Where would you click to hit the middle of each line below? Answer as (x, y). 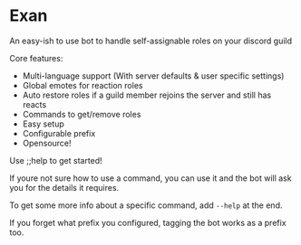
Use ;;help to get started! (56, 160)
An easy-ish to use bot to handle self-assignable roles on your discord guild (151, 41)
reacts (34, 104)
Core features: (36, 58)
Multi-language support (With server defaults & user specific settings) (153, 75)
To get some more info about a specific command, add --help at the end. (146, 205)
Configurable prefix (59, 133)
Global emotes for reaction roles (83, 85)
